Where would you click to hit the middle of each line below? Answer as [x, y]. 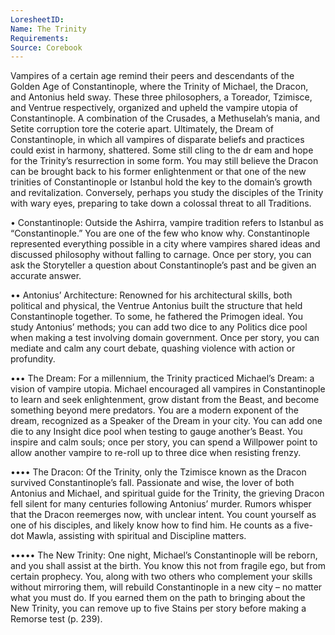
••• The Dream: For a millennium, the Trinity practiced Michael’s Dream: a [162, 378]
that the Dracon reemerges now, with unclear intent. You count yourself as [163, 515]
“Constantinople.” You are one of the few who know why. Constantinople [160, 233]
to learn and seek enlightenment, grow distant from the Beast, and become [165, 400]
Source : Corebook [46, 47]
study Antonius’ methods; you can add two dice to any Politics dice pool [159, 327]
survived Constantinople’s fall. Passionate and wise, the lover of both [152, 483]
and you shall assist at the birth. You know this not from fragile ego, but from [168, 566]
